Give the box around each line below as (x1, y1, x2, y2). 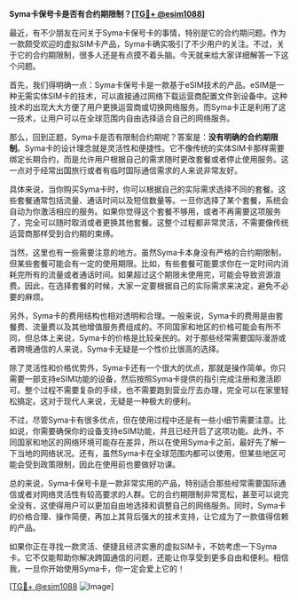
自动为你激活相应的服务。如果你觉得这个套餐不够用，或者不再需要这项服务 (9, 206, 281, 217)
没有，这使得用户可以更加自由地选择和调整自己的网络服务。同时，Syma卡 (16, 501, 286, 510)
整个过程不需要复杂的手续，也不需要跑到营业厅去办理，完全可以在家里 (24, 385, 281, 395)
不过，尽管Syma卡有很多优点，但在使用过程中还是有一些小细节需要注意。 (9, 414, 278, 425)
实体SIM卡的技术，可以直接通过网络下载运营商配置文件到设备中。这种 (32, 91, 288, 101)
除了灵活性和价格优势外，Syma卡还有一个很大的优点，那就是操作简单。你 (9, 363, 278, 373)
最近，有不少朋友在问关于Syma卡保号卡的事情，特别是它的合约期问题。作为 (9, 28, 286, 38)
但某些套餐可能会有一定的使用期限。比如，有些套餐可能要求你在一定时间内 (9, 258, 281, 269)
